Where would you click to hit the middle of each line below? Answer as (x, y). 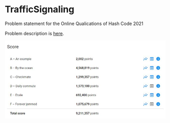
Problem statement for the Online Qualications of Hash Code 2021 (74, 23)
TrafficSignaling (40, 9)
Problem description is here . (34, 33)
